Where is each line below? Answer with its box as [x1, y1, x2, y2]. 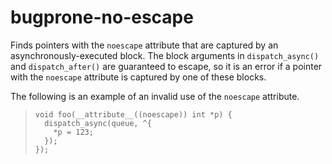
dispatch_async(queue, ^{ [44, 118, 152, 128]
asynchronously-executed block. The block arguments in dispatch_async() [10, 49, 320, 61]
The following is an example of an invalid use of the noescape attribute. [10, 90, 300, 102]
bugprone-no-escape [10, 6, 194, 29]
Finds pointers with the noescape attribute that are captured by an [10, 39, 279, 51]
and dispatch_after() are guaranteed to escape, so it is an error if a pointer [10, 60, 323, 72]
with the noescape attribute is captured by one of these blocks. [10, 71, 267, 83]
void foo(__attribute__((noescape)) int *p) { [34, 109, 233, 120]
